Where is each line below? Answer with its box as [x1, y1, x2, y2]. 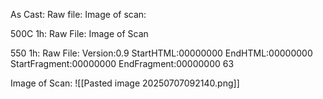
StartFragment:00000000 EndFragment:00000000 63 [10, 58, 235, 69]
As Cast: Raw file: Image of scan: [10, 9, 147, 20]
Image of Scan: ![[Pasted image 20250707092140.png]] [10, 77, 240, 89]
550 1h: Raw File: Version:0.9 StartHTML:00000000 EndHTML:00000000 [10, 47, 313, 59]
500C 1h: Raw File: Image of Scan [10, 28, 149, 39]
